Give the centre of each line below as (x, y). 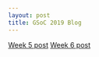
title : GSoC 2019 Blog (45, 23)
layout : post (29, 15)
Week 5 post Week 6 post (49, 45)
